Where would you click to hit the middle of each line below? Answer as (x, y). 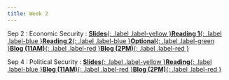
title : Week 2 (28, 14)
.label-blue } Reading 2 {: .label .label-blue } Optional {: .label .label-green (111, 41)
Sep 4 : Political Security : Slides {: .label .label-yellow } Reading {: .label (110, 62)
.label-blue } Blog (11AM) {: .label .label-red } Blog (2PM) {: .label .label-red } (114, 69)
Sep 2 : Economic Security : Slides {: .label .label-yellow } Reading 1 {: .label (114, 33)
